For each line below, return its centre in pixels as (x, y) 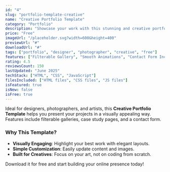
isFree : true (19, 94)
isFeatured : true (24, 85)
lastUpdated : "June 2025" (32, 71)
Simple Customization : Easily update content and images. (73, 149)
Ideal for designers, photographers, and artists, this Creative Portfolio (78, 108)
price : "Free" (20, 33)
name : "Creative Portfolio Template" (45, 19)
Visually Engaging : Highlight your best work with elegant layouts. (81, 143)
